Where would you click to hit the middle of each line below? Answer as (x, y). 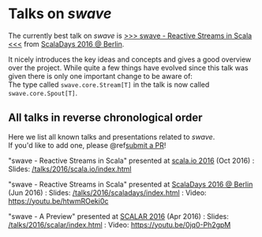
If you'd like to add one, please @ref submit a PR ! (87, 145)
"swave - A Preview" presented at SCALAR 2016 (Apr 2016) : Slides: (118, 216)
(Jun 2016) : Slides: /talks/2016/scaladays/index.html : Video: (107, 192)
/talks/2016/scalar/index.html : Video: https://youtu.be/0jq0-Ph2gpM (120, 224)
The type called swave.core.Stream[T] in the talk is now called (109, 85)
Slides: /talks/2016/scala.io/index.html (70, 169)
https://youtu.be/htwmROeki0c (58, 201)
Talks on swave (60, 14)
